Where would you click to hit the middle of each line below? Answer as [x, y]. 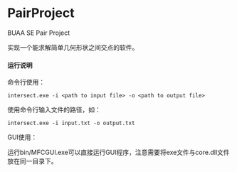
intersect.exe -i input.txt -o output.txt [71, 123]
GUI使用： [22, 137]
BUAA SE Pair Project [39, 33]
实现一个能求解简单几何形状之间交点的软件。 [73, 47]
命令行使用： [26, 82]
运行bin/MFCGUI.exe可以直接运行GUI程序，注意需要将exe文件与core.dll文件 [118, 152]
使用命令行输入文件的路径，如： [54, 110]
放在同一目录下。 [32, 161]
